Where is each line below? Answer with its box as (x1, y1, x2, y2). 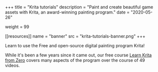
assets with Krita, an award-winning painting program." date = (5, 9, 130, 15)
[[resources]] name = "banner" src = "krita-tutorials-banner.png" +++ (5, 34, 145, 39)
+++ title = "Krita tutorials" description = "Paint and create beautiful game (5, 4, 154, 10)
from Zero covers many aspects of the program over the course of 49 (5, 57, 145, 63)
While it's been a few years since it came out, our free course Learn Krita (5, 52, 152, 58)
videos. (5, 63, 20, 68)
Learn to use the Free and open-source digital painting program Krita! (5, 43, 145, 48)
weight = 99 (5, 24, 29, 30)
